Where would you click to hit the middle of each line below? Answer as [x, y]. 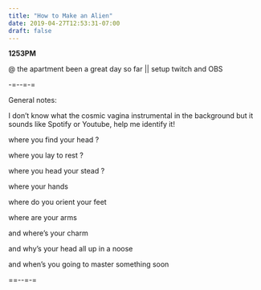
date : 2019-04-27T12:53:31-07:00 [64, 23]
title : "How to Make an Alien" [61, 16]
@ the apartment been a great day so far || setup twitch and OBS [116, 69]
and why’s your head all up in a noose [71, 249]
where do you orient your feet [57, 202]
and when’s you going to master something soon [89, 264]
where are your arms [43, 218]
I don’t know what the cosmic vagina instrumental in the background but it [131, 116]
